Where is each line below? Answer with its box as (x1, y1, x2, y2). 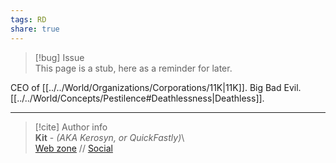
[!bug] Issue (34, 51, 85, 63)
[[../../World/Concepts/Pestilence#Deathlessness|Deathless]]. (10, 92, 265, 104)
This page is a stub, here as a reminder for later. (34, 62, 233, 74)
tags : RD (10, 14, 47, 25)
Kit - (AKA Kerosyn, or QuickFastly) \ (34, 131, 185, 143)
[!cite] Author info (34, 121, 108, 133)
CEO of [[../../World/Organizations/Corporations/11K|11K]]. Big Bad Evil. (10, 81, 302, 93)
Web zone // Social (34, 142, 113, 154)
